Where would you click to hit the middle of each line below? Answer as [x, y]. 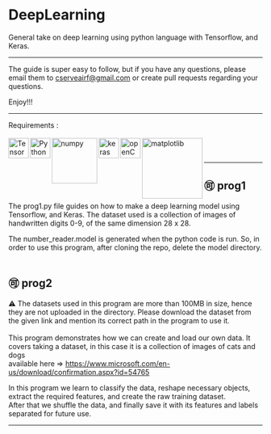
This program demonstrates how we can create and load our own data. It [129, 338]
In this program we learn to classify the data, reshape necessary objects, [129, 388]
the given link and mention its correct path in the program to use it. [119, 320]
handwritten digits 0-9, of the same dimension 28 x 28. [100, 223]
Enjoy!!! [21, 102]
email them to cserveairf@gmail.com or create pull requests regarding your [133, 78]
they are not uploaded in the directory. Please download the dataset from [130, 312]
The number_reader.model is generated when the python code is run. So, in [134, 238]
